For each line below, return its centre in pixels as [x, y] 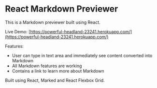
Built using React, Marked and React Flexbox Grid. [55, 80]
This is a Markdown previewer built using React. [53, 22]
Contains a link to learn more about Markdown [58, 71]
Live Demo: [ [18, 31]
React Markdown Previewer [62, 9]
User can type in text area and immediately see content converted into [82, 55]
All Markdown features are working [47, 66]
